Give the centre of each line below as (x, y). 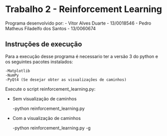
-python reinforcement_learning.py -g (52, 128)
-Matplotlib (18, 71)
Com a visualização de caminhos (47, 118)
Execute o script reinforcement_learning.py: (50, 89)
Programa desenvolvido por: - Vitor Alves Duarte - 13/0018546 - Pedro (78, 23)
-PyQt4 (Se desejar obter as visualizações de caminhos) (66, 80)
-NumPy (12, 75)
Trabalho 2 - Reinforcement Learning (84, 9)
